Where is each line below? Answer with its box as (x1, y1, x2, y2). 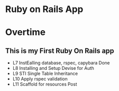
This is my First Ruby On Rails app (5, 46, 114, 55)
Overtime (5, 27, 46, 38)
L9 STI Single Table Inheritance (12, 70, 78, 76)
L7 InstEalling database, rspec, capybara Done (12, 60, 110, 66)
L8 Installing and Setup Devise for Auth (12, 65, 95, 71)
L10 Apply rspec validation (12, 76, 68, 82)
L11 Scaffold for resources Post (12, 81, 77, 87)
